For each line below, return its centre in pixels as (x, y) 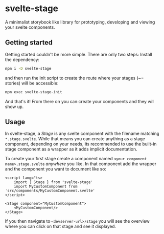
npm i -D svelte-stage (28, 68)
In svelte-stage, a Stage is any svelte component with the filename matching (82, 134)
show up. (14, 106)
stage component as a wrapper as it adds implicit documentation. (71, 149)
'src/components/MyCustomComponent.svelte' (50, 191)
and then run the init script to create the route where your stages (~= (75, 78)
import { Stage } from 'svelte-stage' (53, 182)
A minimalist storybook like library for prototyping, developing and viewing (80, 22)
